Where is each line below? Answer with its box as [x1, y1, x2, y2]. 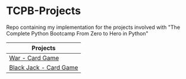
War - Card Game [9, 54, 59, 62]
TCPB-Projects [6, 4, 81, 18]
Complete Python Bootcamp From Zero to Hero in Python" [6, 29, 149, 37]
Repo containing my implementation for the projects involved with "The [6, 24, 180, 31]
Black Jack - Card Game [9, 63, 78, 71]
